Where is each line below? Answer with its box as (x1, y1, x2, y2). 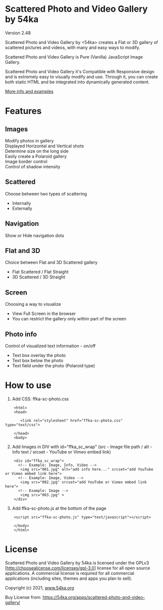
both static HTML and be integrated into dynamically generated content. (5, 79, 150, 85)
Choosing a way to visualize (5, 301, 61, 307)
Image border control (5, 158, 48, 164)
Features (5, 106, 42, 117)
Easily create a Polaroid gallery (5, 153, 67, 159)
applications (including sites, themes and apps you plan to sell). (5, 575, 132, 581)
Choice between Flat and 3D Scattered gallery (5, 259, 98, 265)
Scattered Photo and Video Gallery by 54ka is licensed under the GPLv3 (5, 560, 149, 566)
